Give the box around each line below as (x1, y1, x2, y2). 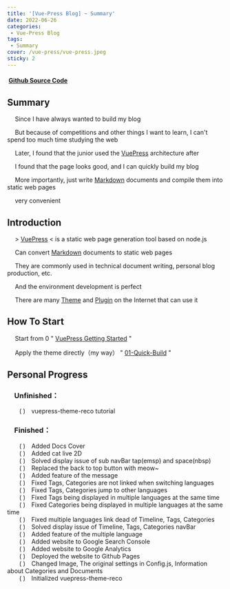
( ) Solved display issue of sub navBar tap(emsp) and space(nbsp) (19, 456, 211, 465)
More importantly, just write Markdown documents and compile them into (14, 176, 223, 184)
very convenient (14, 196, 61, 205)
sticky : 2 (7, 55, 36, 62)
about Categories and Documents (7, 566, 103, 574)
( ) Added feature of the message (19, 471, 118, 479)
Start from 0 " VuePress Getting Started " (14, 334, 132, 342)
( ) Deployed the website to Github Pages (19, 552, 140, 560)
